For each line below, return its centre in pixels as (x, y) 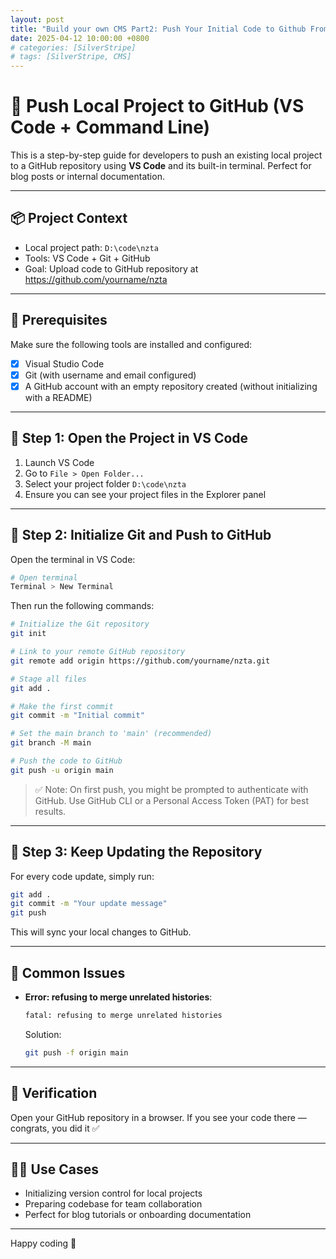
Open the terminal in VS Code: (73, 559)
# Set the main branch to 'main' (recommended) (111, 734)
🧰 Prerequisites (59, 320)
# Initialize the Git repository (80, 624)
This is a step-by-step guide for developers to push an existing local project (166, 155)
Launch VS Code (59, 462)
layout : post (37, 19)
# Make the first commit (62, 706)
